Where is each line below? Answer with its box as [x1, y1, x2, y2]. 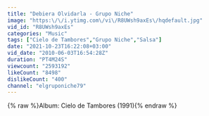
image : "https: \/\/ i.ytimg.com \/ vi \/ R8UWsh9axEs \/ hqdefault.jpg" [7, 17, 203, 24]
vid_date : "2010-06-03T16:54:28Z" [7, 50, 109, 57]
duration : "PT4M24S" [7, 56, 68, 63]
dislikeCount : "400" [7, 75, 68, 83]
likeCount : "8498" [7, 69, 61, 76]
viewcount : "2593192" [7, 63, 71, 70]
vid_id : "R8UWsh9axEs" [7, 23, 74, 30]
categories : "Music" [7, 30, 68, 37]
